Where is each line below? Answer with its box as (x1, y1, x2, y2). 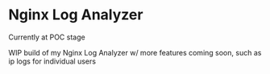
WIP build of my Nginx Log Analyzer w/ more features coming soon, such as (8, 47, 262, 57)
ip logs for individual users (8, 56, 97, 66)
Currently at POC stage (8, 32, 86, 42)
